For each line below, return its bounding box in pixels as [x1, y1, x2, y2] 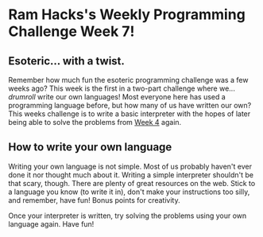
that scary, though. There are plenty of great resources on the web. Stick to [8, 178, 256, 188]
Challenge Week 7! [8, 22, 135, 41]
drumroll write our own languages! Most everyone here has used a [8, 92, 226, 101]
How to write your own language [8, 141, 172, 154]
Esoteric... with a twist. [8, 54, 126, 68]
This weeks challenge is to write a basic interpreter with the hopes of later [8, 109, 251, 118]
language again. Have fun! [8, 219, 95, 228]
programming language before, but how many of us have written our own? [8, 101, 252, 110]
